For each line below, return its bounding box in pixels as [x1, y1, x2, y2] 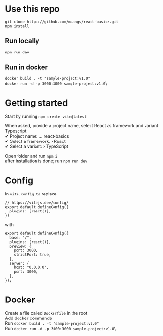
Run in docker [5, 63, 48, 71]
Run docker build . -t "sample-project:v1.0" [5, 320, 99, 326]
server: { [9, 261, 29, 266]
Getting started [5, 97, 68, 108]
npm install [5, 23, 29, 29]
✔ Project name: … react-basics [5, 133, 69, 139]
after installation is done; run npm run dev [5, 158, 88, 164]
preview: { [9, 244, 32, 249]
